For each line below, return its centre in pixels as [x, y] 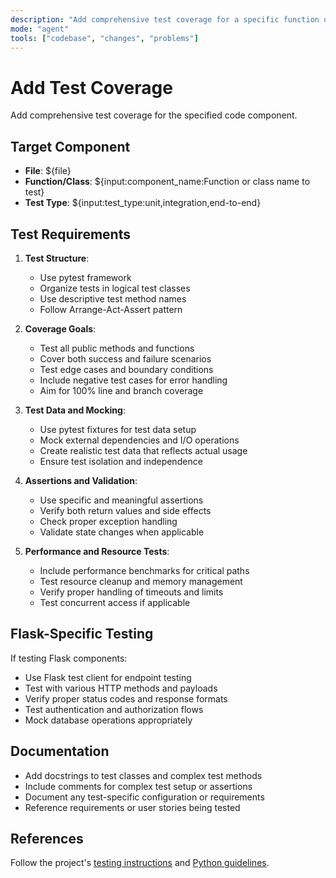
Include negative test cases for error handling [133, 380]
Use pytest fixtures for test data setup [118, 429]
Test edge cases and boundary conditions [126, 369]
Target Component [70, 146]
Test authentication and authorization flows [114, 709]
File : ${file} [48, 171]
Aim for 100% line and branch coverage [121, 390]
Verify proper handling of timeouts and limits [131, 592]
